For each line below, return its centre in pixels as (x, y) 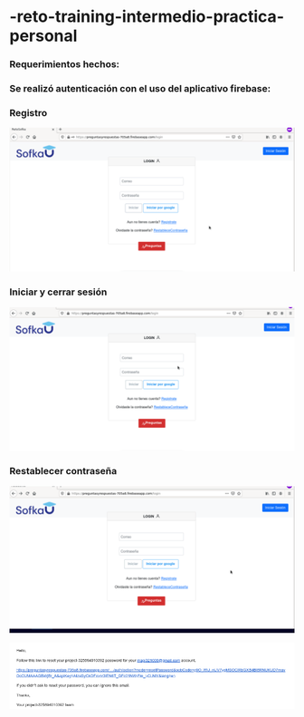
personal (43, 36)
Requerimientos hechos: (65, 64)
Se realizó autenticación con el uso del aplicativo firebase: (140, 89)
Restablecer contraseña (63, 471)
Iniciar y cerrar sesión (58, 292)
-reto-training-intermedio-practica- (147, 17)
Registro (28, 112)
